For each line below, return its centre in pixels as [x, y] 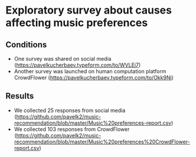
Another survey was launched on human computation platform [90, 71]
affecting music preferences [77, 23]
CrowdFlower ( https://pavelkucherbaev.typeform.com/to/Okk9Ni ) [94, 78]
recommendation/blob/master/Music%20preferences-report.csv [93, 123]
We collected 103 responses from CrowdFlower [72, 129]
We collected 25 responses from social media [70, 110]
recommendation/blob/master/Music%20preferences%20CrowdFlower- [102, 142]
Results [20, 96]
